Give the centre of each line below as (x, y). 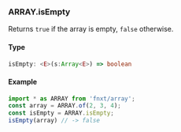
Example (23, 81)
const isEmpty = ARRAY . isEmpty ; (61, 113)
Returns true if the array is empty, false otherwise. (91, 29)
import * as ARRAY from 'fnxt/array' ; (72, 98)
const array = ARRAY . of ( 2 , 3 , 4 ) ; (65, 106)
